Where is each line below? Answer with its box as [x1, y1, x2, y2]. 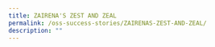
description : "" [8, 26, 63, 34]
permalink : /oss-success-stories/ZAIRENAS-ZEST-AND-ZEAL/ [8, 19, 207, 27]
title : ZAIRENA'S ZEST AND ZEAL [8, 11, 117, 20]
